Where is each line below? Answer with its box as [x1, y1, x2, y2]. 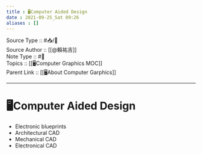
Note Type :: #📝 [6, 53, 45, 60]
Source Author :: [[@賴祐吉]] [6, 46, 77, 54]
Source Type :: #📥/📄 [6, 37, 58, 44]
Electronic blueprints [14, 123, 67, 130]
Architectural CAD [14, 129, 60, 137]
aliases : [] [6, 20, 39, 26]
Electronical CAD [14, 142, 57, 149]
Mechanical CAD [14, 136, 57, 143]
